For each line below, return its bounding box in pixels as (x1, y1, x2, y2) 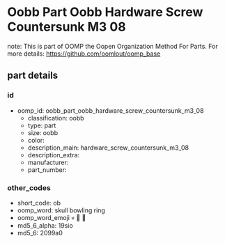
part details (7, 70, 59, 81)
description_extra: (27, 150, 80, 159)
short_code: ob (17, 198, 61, 207)
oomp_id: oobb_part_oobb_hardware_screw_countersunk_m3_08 (17, 106, 204, 115)
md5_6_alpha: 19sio (17, 221, 73, 230)
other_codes (7, 182, 51, 192)
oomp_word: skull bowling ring (17, 206, 106, 214)
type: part (27, 121, 56, 130)
